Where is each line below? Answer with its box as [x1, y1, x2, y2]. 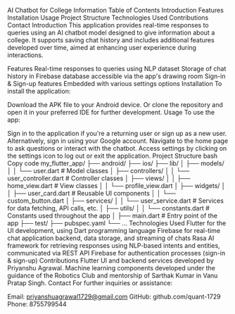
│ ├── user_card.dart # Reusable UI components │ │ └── [7, 189, 176, 197]
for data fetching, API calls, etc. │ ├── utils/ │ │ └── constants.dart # [7, 204, 210, 212]
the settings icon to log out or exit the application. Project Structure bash [7, 151, 218, 160]
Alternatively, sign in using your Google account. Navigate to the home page [7, 137, 229, 145]
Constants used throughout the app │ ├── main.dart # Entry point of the [7, 211, 218, 220]
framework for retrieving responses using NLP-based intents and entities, [7, 241, 220, 249]
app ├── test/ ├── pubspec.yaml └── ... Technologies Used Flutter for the [7, 219, 227, 227]
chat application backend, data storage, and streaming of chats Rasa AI [7, 234, 215, 242]
